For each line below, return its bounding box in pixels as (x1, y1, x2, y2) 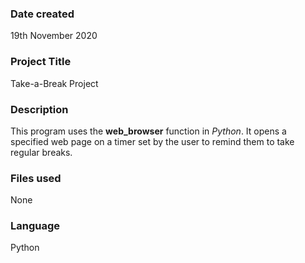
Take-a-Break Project (10, 77, 99, 89)
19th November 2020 (10, 30, 98, 42)
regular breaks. (10, 146, 73, 158)
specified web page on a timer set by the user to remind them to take (10, 135, 295, 147)
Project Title (10, 55, 72, 69)
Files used (10, 171, 62, 185)
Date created (10, 7, 75, 21)
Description (10, 102, 69, 116)
